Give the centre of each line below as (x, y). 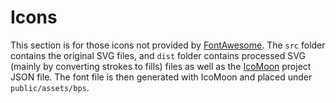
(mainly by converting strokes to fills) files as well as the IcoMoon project (161, 66)
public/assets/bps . (50, 87)
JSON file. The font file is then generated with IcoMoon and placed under (161, 77)
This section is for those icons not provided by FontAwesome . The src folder (168, 45)
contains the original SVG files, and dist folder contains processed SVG (158, 55)
